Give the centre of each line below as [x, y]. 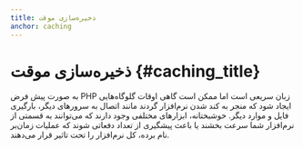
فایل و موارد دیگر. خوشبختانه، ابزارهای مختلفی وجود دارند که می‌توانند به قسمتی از [150, 115]
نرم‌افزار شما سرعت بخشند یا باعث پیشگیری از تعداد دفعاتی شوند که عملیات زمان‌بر [152, 125]
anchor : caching [41, 26]
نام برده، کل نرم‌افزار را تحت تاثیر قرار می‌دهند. [90, 135]
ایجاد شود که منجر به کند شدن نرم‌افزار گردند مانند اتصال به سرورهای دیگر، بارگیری [151, 106]
